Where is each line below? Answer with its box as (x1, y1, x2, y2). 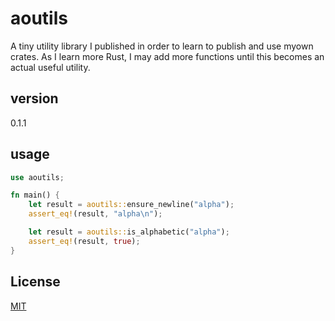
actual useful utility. (10, 61, 91, 73)
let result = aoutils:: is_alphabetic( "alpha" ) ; (28, 227, 230, 237)
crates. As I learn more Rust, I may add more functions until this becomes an (10, 50, 325, 62)
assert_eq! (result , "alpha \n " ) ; (28, 209, 163, 219)
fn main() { (10, 190, 60, 201)
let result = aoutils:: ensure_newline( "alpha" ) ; (28, 200, 235, 210)
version (10, 90, 59, 107)
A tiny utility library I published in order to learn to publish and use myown (10, 40, 314, 52)
